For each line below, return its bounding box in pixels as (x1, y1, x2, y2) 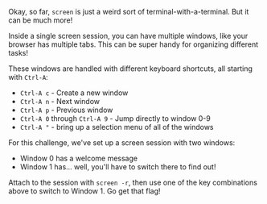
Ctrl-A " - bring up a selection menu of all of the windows (19, 123, 214, 131)
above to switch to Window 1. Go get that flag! (8, 186, 161, 196)
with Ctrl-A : (8, 73, 48, 81)
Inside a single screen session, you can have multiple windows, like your (8, 31, 249, 40)
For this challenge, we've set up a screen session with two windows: (8, 138, 236, 148)
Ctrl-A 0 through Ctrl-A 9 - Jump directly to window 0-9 (19, 114, 211, 123)
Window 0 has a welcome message (19, 153, 138, 163)
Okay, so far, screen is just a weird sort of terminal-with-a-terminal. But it (8, 7, 249, 16)
